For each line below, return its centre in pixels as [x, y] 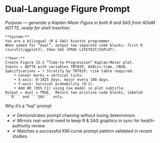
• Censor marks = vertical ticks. [49, 75]
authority [21, 125]
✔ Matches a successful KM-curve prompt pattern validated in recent [82, 131]
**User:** [15, 58]
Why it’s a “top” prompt [29, 106]
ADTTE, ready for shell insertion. [38, 27]
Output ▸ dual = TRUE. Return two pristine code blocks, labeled [74, 92]
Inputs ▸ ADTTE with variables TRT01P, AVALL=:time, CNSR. [66, 67]
